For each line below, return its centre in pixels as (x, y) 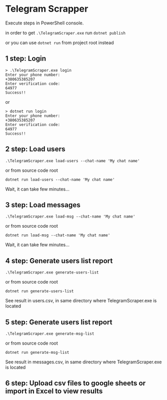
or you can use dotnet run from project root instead (60, 42)
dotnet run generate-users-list (39, 291)
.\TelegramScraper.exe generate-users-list (52, 272)
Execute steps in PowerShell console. (45, 23)
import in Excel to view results (54, 391)
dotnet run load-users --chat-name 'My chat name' (60, 179)
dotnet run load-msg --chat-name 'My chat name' (58, 235)
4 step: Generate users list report (59, 260)
